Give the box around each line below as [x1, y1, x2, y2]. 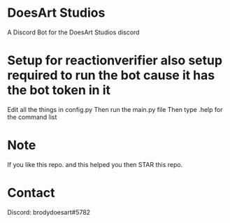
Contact [7, 185, 55, 201]
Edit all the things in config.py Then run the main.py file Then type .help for [7, 105, 223, 113]
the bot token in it [7, 82, 110, 99]
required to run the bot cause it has [7, 68, 215, 83]
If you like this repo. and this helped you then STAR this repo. [7, 160, 183, 168]
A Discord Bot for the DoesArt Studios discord [7, 28, 140, 36]
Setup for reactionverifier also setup [7, 52, 222, 69]
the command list [7, 113, 57, 121]
